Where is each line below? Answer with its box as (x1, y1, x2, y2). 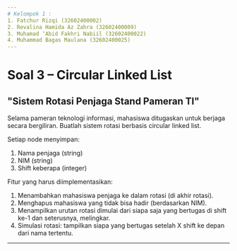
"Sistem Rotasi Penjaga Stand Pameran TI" (7, 95, 200, 107)
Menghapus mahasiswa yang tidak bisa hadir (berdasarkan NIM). (17, 199, 207, 207)
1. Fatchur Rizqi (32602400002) (7, 17, 102, 24)
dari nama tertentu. (17, 229, 74, 238)
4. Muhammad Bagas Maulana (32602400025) (7, 37, 131, 44)
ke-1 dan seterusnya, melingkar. (17, 214, 111, 223)
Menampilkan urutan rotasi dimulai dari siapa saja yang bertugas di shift (17, 206, 227, 215)
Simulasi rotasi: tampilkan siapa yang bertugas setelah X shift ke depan (17, 221, 225, 230)
